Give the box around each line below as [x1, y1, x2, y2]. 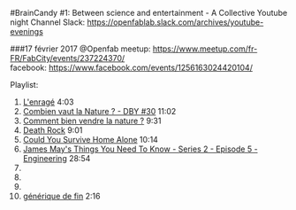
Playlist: [10, 80, 39, 89]
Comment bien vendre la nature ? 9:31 [22, 115, 162, 126]
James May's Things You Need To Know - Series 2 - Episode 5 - [22, 144, 259, 154]
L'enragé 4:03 [22, 97, 74, 107]
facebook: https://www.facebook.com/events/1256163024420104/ [10, 62, 253, 73]
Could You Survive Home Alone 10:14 [22, 135, 158, 144]
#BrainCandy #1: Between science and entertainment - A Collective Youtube [10, 8, 288, 18]
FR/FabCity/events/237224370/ [10, 53, 125, 63]
